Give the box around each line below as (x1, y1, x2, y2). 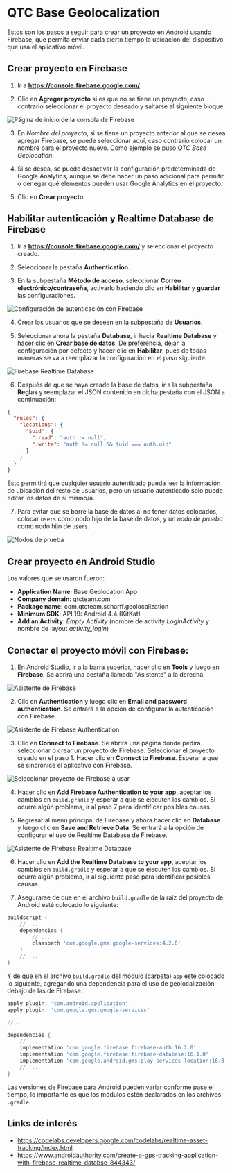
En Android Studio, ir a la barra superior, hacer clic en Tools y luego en (17, 663, 220, 671)
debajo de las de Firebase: (7, 986, 83, 995)
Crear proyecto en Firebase (7, 62, 128, 74)
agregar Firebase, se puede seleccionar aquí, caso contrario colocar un (17, 136, 222, 144)
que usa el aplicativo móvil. (7, 42, 85, 51)
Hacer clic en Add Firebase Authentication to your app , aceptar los (17, 788, 212, 796)
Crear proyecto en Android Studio (7, 555, 156, 567)
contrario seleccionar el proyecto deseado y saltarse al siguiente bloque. (17, 102, 225, 110)
